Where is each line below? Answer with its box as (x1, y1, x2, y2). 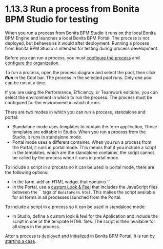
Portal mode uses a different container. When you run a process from (12, 139, 152, 145)
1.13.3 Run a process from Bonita (5, 3, 140, 15)
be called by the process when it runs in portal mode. (12, 154, 120, 160)
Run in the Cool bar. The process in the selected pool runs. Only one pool (5, 75, 153, 80)
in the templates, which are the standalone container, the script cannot (12, 150, 155, 155)
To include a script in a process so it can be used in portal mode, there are (5, 164, 155, 170)
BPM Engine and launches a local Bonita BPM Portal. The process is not (5, 35, 150, 41)
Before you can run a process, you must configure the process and (5, 55, 140, 60)
